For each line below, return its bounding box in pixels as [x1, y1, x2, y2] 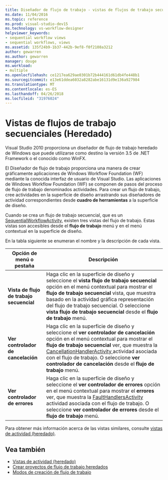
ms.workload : [5, 63, 32, 68]
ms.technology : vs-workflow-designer [5, 26, 84, 31]
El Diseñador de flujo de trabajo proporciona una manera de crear [5, 165, 140, 171]
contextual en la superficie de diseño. [5, 228, 83, 234]
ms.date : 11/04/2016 [5, 12, 48, 17]
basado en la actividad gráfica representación [46, 296, 154, 303]
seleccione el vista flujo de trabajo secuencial [46, 277, 157, 284]
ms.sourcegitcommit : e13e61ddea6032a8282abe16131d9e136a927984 [5, 77, 140, 82]
